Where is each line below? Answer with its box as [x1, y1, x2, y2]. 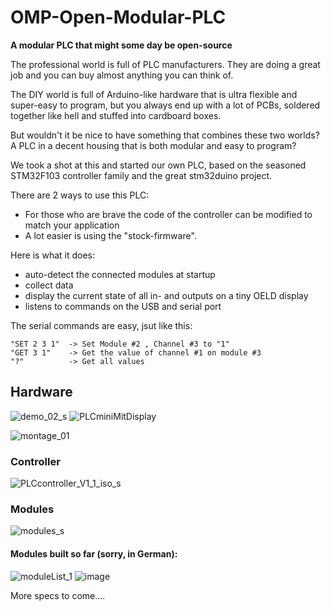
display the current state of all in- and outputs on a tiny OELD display [24, 289, 309, 301]
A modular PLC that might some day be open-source [10, 39, 233, 51]
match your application [24, 219, 120, 231]
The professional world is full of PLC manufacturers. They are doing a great [10, 58, 321, 70]
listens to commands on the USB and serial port [24, 300, 222, 312]
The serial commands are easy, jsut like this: [10, 319, 193, 331]
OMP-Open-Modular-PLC [10, 6, 227, 29]
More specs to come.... [10, 589, 106, 601]
